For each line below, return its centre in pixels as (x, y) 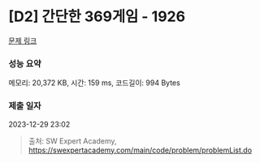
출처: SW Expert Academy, (72, 141)
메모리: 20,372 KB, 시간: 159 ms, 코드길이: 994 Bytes (94, 83)
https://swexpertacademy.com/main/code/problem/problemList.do (140, 150)
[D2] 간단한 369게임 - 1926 (97, 17)
